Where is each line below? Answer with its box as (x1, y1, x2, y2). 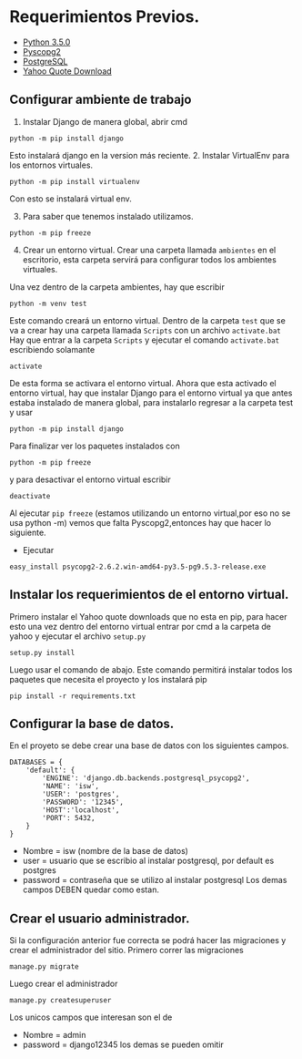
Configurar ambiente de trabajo (9, 92, 192, 108)
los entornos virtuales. (9, 159, 94, 170)
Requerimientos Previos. (9, 6, 200, 27)
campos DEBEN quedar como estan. (22, 884, 159, 895)
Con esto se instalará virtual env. (9, 193, 132, 204)
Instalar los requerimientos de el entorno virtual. (9, 587, 289, 602)
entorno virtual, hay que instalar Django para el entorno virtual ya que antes (9, 387, 293, 398)
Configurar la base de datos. (9, 715, 175, 731)
